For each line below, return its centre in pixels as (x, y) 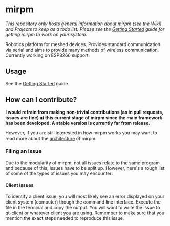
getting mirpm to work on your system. (46, 34)
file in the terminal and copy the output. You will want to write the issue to (83, 208)
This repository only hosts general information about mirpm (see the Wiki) (83, 24)
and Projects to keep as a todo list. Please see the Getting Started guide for (85, 29)
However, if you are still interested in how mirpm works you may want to (81, 133)
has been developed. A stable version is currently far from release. (78, 123)
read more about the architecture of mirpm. (51, 138)
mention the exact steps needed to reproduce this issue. (65, 218)
